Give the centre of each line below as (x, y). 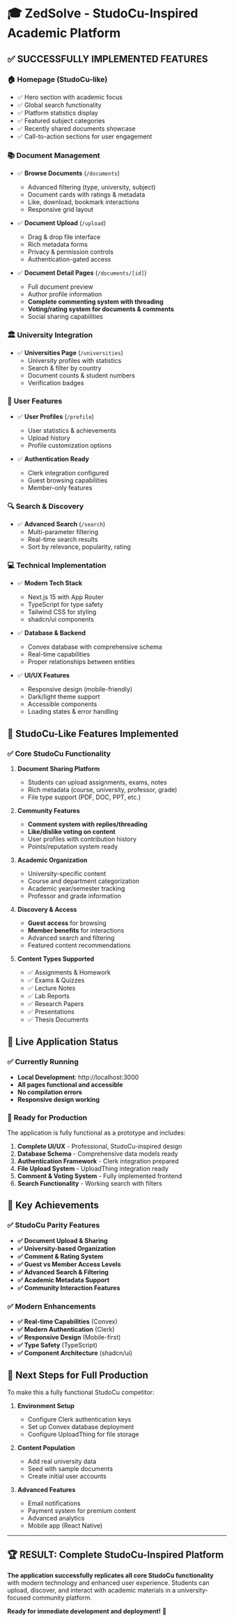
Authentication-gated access (69, 259)
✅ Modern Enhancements (52, 1306)
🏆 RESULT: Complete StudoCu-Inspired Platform (116, 1555)
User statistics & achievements (72, 430)
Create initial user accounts (67, 1476)
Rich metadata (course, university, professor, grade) (102, 790)
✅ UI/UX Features (43, 675)
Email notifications (54, 1503)
